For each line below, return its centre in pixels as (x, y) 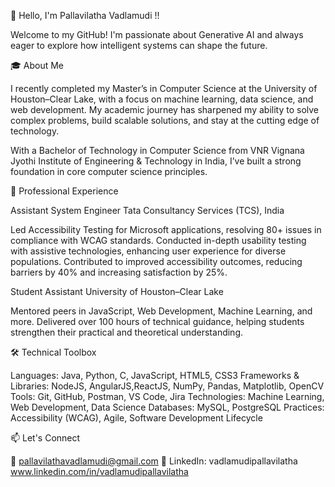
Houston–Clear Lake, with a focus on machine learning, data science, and (162, 99)
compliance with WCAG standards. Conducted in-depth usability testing (158, 240)
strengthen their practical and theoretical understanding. (127, 332)
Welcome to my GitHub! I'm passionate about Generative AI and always (157, 34)
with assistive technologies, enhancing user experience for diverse (148, 251)
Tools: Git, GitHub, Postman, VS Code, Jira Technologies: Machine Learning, (167, 396)
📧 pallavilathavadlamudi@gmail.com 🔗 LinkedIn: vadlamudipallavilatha (154, 461)
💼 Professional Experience (64, 191)
